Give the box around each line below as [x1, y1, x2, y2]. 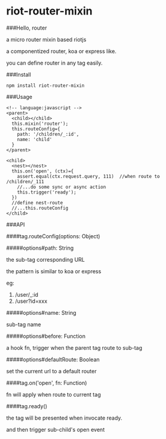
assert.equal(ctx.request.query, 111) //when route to [17, 173, 161, 179]
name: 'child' [17, 136, 52, 142]
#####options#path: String [6, 244, 74, 251]
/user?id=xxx [14, 297, 48, 305]
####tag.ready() [6, 402, 48, 409]
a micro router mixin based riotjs [6, 36, 87, 43]
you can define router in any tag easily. [6, 59, 103, 66]
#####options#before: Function [6, 332, 86, 340]
